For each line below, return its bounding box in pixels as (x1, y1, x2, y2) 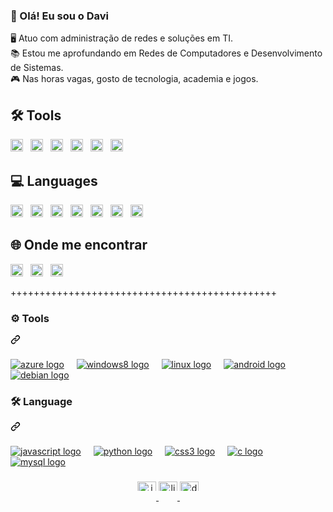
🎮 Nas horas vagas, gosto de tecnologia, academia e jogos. (10, 73, 259, 85)
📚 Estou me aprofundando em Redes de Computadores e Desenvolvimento (10, 47, 323, 59)
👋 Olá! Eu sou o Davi (10, 9, 109, 23)
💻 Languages (10, 172, 98, 189)
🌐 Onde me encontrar (10, 237, 148, 254)
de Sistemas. (10, 62, 64, 74)
